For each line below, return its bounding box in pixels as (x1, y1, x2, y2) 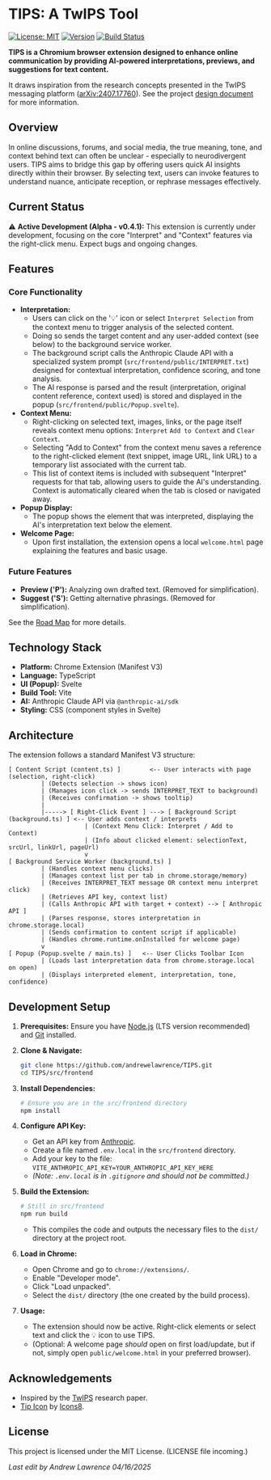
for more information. (8, 97, 79, 107)
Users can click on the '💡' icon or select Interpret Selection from (32, 313, 254, 323)
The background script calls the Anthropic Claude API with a (32, 349, 234, 358)
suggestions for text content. (8, 64, 109, 74)
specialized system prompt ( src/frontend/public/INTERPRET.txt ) (32, 357, 249, 366)
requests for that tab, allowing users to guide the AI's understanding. (32, 477, 261, 487)
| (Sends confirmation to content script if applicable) (40, 928, 237, 937)
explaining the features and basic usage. (32, 546, 168, 556)
